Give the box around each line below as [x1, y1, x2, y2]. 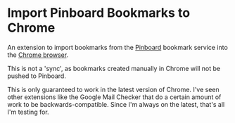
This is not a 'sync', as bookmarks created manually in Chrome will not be [7, 64, 221, 72]
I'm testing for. [7, 108, 49, 116]
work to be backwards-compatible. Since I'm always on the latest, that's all [7, 100, 225, 108]
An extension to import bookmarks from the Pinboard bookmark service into [7, 43, 229, 51]
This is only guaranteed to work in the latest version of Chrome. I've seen [7, 85, 220, 93]
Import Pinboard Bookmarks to [7, 5, 191, 21]
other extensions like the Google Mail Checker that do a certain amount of [7, 93, 222, 101]
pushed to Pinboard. [7, 72, 67, 80]
